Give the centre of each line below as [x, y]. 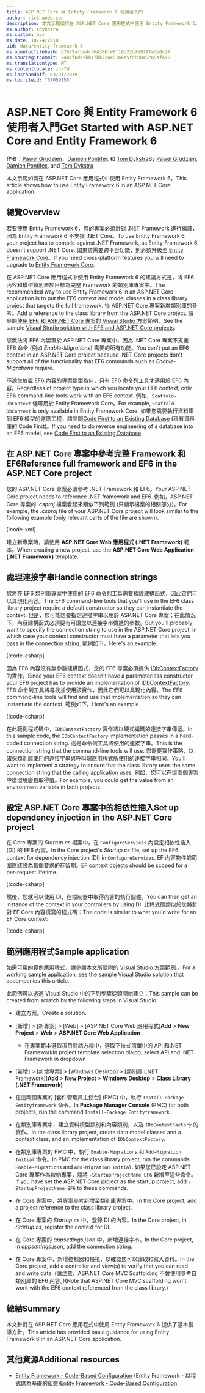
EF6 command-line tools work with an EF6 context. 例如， [79, 396]
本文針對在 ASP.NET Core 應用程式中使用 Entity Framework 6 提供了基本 [97, 1324]
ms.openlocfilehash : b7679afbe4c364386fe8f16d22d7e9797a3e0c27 [88, 52]
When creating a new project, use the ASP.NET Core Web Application [106, 549]
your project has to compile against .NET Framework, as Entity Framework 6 [102, 243]
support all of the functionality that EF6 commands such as [81, 361]
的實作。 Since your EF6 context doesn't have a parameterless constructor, [100, 676]
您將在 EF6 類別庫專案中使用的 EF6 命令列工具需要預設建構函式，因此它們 [99, 593]
